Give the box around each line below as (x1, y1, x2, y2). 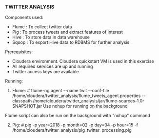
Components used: (5, 15, 43, 20)
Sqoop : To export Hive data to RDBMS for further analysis (12, 39, 130, 45)
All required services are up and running (12, 63, 93, 69)
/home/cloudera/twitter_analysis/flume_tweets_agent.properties (12, 93, 141, 99)
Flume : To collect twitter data (12, 24, 72, 30)
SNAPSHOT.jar (12, 103, 42, 109)
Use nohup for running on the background (43, 103, 128, 109)
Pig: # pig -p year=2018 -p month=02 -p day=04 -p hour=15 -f (12, 122, 138, 128)
